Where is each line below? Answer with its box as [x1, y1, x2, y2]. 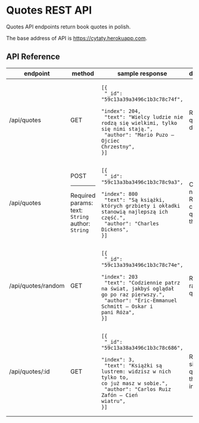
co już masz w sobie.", [101, 380, 168, 386]
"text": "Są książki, [104, 196, 165, 203]
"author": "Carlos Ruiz [104, 386, 172, 392]
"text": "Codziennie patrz [104, 279, 181, 286]
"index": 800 [101, 190, 138, 197]
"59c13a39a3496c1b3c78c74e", [101, 261, 184, 268]
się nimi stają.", [101, 125, 153, 132]
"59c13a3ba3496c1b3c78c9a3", [101, 179, 184, 185]
